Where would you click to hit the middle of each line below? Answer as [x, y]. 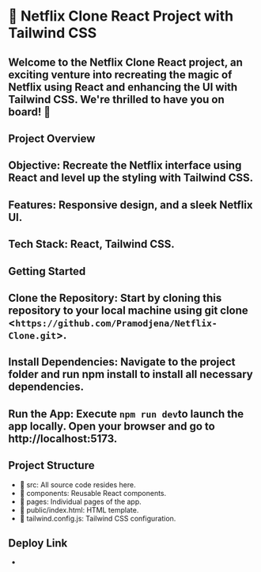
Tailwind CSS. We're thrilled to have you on [117, 99]
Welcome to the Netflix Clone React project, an [126, 62]
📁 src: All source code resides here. [78, 484]
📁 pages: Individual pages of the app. [81, 501]
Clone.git [32, 336]
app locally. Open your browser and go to [112, 426]
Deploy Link [38, 543]
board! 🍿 [30, 111]
